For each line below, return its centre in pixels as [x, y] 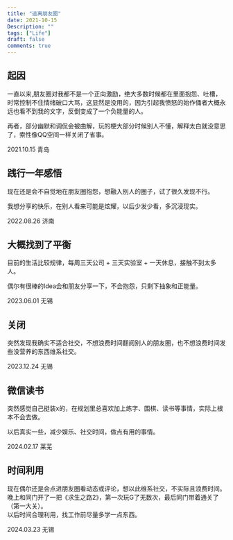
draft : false [26, 40]
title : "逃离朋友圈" [34, 14]
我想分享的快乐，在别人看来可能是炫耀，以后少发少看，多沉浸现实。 [104, 206]
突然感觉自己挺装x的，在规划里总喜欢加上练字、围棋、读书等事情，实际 [109, 408]
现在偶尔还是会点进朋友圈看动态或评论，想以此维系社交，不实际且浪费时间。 [116, 488]
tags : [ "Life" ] [29, 33]
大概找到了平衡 [39, 245]
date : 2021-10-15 [32, 20]
